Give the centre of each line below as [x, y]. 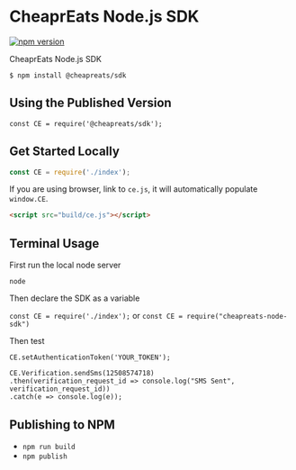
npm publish [45, 456]
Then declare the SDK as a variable [75, 298]
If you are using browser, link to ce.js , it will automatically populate [134, 189]
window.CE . [29, 199]
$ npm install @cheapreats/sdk [68, 75]
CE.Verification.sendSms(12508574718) [82, 374]
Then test [27, 341]
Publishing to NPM [62, 425]
